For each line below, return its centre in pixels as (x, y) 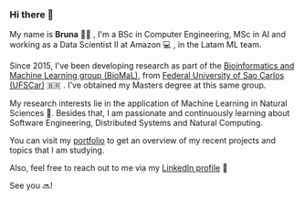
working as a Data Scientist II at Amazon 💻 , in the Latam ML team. (136, 45)
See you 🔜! (31, 185)
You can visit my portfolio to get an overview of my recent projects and (143, 141)
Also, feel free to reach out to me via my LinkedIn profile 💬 (119, 168)
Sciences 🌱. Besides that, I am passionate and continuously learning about (150, 113)
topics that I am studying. (57, 151)
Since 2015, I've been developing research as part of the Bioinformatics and (152, 66)
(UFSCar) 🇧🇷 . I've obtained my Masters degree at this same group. (138, 85)
